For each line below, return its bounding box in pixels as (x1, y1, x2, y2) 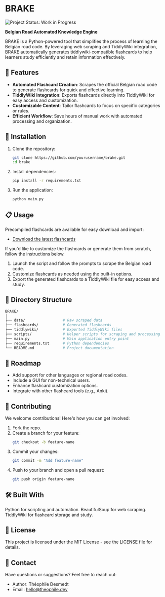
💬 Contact (5, 559, 37, 567)
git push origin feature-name (12, 477, 75, 482)
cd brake (12, 160, 31, 165)
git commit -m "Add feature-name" (12, 458, 83, 463)
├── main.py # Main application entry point (5, 336, 129, 341)
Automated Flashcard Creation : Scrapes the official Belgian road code (12, 81, 157, 87)
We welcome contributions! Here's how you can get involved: (5, 415, 130, 421)
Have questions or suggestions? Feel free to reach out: (5, 572, 117, 578)
